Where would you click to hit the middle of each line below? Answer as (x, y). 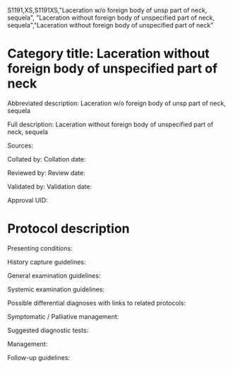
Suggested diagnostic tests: (48, 330)
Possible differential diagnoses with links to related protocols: (96, 303)
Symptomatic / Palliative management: (63, 316)
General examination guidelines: (54, 275)
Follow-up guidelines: (39, 357)
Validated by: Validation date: (49, 186)
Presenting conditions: (40, 248)
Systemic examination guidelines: (56, 289)
